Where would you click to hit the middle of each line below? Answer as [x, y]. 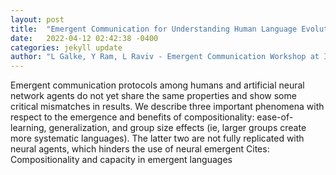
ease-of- [275, 117]
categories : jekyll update [66, 47]
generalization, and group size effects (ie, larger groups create [177, 128]
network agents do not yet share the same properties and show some [153, 96]
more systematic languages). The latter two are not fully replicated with [157, 138]
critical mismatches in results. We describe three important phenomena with [167, 107]
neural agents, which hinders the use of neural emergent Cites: [140, 149]
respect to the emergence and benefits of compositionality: [132, 117]
